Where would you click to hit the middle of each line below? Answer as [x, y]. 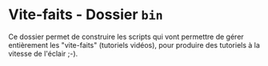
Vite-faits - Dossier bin [86, 15]
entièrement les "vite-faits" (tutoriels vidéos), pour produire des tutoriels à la [134, 45]
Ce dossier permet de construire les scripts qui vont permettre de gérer [126, 37]
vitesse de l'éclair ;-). [43, 53]
